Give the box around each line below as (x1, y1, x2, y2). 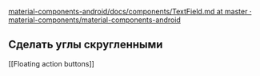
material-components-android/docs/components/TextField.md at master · (8, 7, 252, 16)
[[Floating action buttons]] (8, 59, 94, 68)
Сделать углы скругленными (8, 38, 163, 51)
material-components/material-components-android (8, 15, 182, 25)
